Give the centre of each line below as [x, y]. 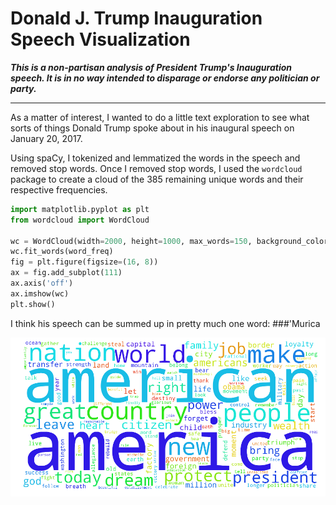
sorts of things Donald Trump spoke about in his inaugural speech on [152, 128]
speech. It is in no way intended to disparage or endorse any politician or [165, 78]
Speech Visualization [100, 39]
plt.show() [33, 304]
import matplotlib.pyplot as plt [80, 209]
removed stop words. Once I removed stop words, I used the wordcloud [156, 168]
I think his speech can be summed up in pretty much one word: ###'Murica [165, 323]
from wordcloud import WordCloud [80, 220]
